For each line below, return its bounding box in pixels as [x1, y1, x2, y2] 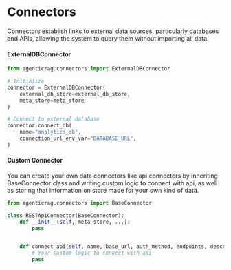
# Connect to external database [7, 116, 100, 123]
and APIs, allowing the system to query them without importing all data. [7, 34, 209, 42]
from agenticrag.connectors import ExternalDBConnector [7, 65, 170, 72]
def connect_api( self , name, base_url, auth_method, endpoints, [19, 243, 208, 250]
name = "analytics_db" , [19, 129, 81, 136]
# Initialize [7, 78, 45, 85]
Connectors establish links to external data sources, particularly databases [7, 27, 219, 35]
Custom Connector [7, 156, 63, 165]
